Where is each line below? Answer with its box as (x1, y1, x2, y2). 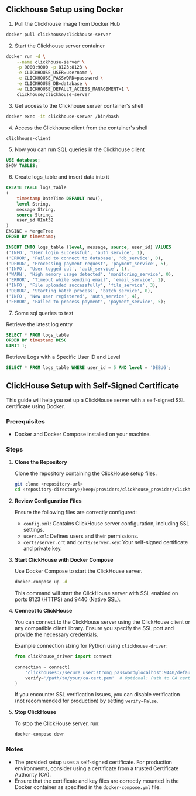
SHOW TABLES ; (6, 163, 38, 169)
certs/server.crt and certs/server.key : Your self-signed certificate (23, 539, 188, 546)
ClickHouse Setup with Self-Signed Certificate (6, 381, 180, 391)
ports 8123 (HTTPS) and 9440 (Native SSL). (14, 596, 121, 603)
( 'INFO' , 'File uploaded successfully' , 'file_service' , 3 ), (6, 282, 159, 289)
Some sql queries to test (14, 309, 74, 316)
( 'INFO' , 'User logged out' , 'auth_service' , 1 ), (6, 266, 130, 272)
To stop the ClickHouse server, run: (14, 720, 101, 727)
